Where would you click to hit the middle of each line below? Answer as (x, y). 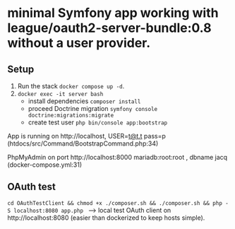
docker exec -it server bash (60, 94)
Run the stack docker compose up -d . (71, 86)
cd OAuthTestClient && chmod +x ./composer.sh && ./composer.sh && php (115, 203)
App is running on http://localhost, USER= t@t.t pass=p (86, 136)
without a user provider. (79, 43)
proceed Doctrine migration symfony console (93, 108)
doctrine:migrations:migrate (71, 115)
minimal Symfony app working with (113, 13)
